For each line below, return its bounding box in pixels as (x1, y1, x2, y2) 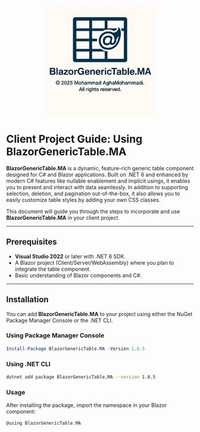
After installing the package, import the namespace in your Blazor (6, 402, 167, 409)
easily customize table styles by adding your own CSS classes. (6, 196, 161, 204)
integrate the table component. (14, 265, 91, 273)
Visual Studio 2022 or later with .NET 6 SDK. (14, 252, 126, 260)
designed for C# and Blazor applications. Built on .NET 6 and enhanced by (6, 171, 189, 178)
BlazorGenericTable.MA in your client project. (6, 214, 120, 221)
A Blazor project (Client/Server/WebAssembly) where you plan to (14, 259, 174, 266)
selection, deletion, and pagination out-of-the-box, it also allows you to (6, 190, 180, 197)
